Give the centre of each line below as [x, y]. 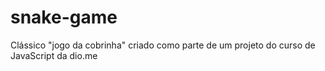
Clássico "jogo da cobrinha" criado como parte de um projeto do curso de [163, 45]
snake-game [64, 17]
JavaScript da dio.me [54, 55]
